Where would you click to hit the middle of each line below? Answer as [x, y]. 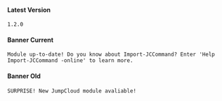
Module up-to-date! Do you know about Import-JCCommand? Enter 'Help [111, 55]
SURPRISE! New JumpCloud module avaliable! [72, 91]
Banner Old [24, 76]
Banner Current [31, 40]
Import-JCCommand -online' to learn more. [70, 61]
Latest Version [29, 10]
